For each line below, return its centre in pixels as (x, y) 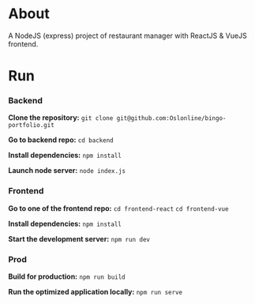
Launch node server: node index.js (67, 171)
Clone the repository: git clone (61, 118)
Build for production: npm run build (67, 276)
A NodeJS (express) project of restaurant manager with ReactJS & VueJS (127, 36)
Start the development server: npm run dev (79, 238)
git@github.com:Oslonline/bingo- (171, 118)
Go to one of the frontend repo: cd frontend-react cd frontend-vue (118, 208)
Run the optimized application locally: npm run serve (96, 292)
